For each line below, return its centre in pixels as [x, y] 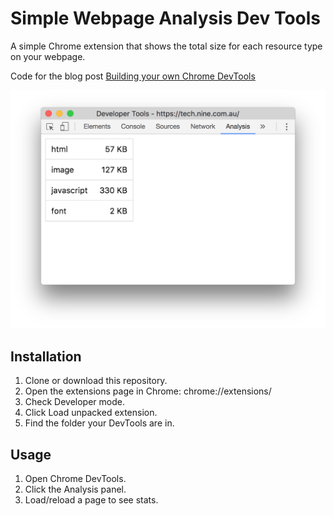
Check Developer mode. [74, 402]
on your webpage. [48, 56]
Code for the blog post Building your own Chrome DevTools [133, 76]
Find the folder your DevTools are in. [99, 423]
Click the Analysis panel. [75, 489]
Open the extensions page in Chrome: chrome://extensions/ [148, 391]
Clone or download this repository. [96, 381]
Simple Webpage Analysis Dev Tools [166, 18]
